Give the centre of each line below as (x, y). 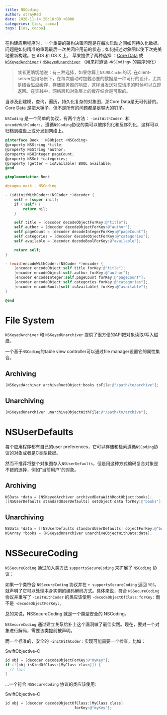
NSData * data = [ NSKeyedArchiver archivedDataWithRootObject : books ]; (79, 497)
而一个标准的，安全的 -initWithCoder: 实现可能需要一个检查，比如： (75, 641)
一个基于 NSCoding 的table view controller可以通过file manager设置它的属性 (80, 352)
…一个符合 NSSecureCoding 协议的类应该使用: (51, 684)
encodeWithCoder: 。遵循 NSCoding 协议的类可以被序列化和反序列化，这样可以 (82, 124)
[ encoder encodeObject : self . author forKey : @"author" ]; (72, 273)
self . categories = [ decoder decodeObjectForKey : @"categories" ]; (82, 237)
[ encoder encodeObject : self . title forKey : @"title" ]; (70, 268)
